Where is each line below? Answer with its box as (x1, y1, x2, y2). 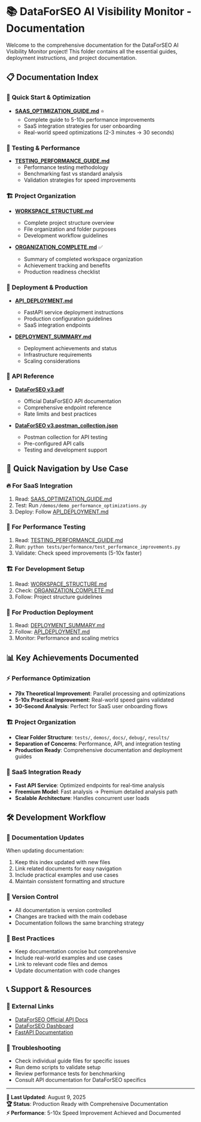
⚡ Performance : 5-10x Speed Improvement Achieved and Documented (6, 1109, 181, 1116)
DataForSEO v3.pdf (14, 386, 65, 393)
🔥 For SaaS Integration (6, 482, 73, 490)
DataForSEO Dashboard (14, 1022, 74, 1029)
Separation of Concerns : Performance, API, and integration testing (14, 740, 181, 747)
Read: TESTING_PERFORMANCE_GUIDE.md (14, 536, 124, 543)
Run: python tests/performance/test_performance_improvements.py (14, 543, 181, 550)
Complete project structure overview (23, 219, 115, 227)
